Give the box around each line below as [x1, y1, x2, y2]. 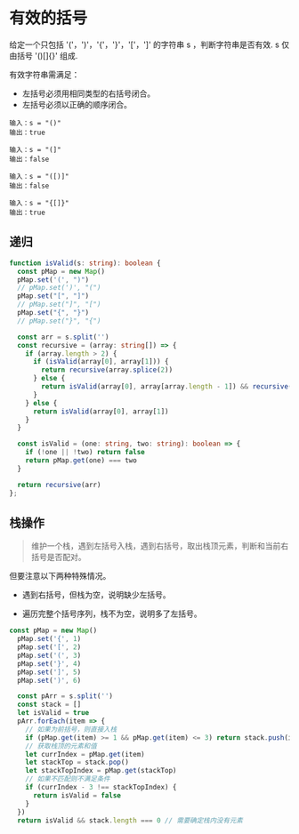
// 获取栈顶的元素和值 [25, 742, 98, 750]
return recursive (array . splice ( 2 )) [41, 365, 174, 374]
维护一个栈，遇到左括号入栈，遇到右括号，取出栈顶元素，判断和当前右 [30, 541, 289, 551]
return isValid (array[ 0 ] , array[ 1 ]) [32, 406, 169, 416]
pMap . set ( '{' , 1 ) [17, 635, 82, 644]
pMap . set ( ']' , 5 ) [17, 668, 82, 677]
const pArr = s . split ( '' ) [17, 692, 114, 701]
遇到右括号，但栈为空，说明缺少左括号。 [21, 589, 171, 600]
